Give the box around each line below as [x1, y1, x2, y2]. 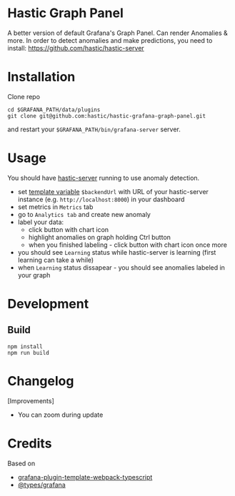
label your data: [17, 218, 64, 226]
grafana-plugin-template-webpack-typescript [17, 472, 153, 481]
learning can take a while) [17, 255, 94, 264]
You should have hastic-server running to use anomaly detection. [7, 173, 200, 182]
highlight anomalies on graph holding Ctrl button [28, 233, 171, 241]
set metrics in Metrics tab [17, 202, 94, 211]
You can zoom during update [17, 410, 104, 419]
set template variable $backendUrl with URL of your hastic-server [17, 187, 209, 196]
